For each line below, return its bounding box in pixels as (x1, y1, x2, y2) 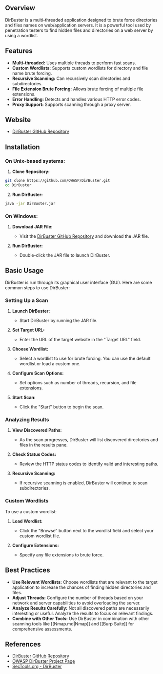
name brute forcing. (12, 70, 52, 76)
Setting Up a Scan (5, 297, 48, 303)
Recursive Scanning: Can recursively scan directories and (12, 75, 130, 81)
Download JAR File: (12, 224, 53, 230)
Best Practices (5, 566, 50, 574)
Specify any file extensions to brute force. (19, 551, 104, 558)
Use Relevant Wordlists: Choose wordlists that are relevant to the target (12, 579, 158, 585)
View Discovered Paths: (12, 427, 62, 433)
